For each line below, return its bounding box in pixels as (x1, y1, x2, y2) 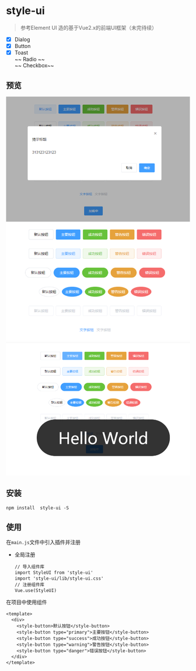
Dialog (14, 36, 30, 43)
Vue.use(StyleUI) (14, 588, 57, 594)
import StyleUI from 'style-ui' (14, 570, 93, 576)
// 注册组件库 (14, 582, 45, 588)
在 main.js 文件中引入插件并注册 (6, 539, 81, 546)
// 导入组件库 (14, 564, 45, 570)
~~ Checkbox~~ (14, 62, 54, 69)
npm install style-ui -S (6, 505, 69, 511)
